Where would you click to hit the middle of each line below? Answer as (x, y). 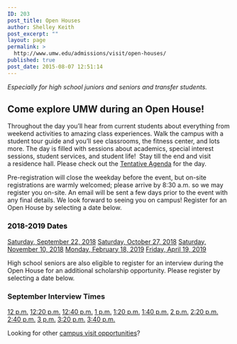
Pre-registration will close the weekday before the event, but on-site (107, 177)
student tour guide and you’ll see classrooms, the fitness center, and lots (114, 141)
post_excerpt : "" (33, 34)
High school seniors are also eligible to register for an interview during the (115, 262)
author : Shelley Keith (41, 27)
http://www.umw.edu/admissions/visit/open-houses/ (90, 54)
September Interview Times (56, 296)
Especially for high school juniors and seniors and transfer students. (108, 87)
